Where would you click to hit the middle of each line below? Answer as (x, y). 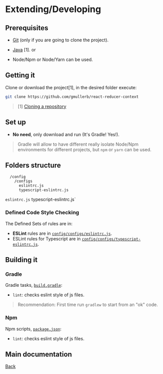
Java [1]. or (24, 50)
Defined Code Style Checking (42, 213)
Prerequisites (27, 28)
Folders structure (33, 165)
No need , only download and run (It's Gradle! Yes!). (66, 134)
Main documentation (39, 354)
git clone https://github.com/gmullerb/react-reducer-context (72, 97)
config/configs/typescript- (111, 239)
